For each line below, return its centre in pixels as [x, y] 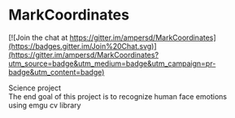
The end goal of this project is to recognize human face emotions [118, 96]
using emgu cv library [45, 105]
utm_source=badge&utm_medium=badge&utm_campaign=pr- [112, 63]
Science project [35, 88]
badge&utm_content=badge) [57, 72]
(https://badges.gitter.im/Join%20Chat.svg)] [83, 46]
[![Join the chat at [38, 37]
